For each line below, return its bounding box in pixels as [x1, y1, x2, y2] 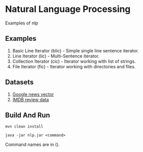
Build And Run [5, 111, 50, 119]
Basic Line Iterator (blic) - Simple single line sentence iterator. [12, 47, 139, 53]
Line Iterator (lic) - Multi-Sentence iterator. [12, 53, 100, 59]
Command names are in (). [5, 142, 60, 148]
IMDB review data [12, 96, 49, 103]
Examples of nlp [5, 20, 38, 26]
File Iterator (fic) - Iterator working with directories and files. [12, 63, 136, 69]
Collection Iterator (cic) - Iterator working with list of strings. [12, 58, 136, 64]
